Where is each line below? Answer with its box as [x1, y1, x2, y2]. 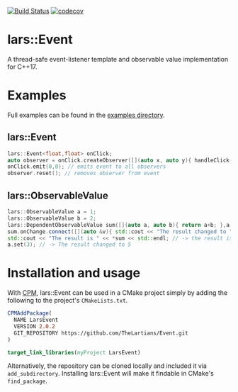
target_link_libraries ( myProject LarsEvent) [7, 349, 141, 356]
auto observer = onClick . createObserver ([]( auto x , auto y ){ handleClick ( [7, 157, 233, 164]
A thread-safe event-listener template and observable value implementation [7, 55, 229, 63]
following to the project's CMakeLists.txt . [7, 296, 128, 305]
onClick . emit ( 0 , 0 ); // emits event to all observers [7, 163, 166, 170]
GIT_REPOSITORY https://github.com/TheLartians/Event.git [13, 330, 189, 337]
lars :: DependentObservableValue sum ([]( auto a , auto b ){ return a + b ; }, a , [7, 221, 233, 228]
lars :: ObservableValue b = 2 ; [7, 215, 97, 222]
